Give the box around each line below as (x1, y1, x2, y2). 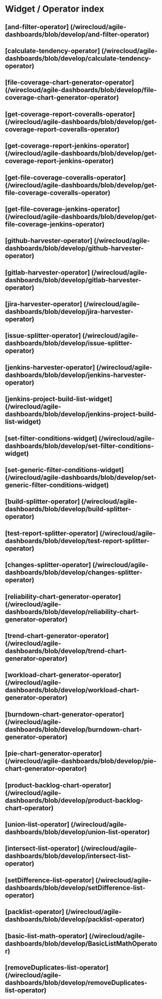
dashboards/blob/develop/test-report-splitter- (5, 537, 150, 545)
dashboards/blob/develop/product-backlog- (5, 796, 144, 804)
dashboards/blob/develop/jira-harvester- (5, 308, 134, 316)
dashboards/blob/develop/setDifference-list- (5, 884, 146, 892)
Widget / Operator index (5, 3, 104, 15)
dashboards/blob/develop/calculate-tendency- (5, 54, 152, 63)
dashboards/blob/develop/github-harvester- (5, 244, 144, 253)
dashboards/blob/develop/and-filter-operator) (5, 30, 149, 38)
